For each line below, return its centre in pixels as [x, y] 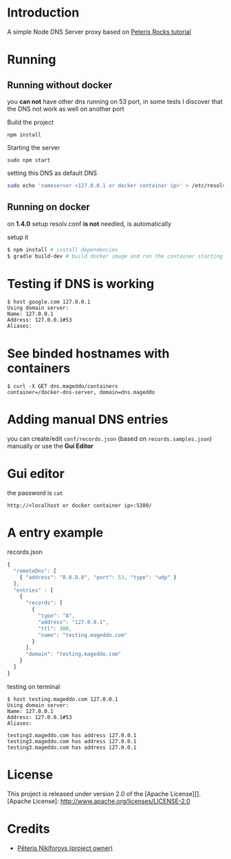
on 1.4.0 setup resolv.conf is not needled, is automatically [89, 224]
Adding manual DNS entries [88, 420]
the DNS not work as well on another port [66, 109]
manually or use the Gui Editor [51, 446]
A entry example [55, 533]
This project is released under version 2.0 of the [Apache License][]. [104, 794]
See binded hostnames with [88, 353]
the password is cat [35, 493]
